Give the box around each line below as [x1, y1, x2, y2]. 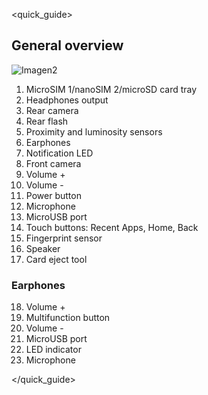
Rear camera [25, 104, 79, 116]
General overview [11, 37, 124, 54]
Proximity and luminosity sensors [25, 125, 163, 138]
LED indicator [25, 344, 82, 356]
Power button [25, 189, 82, 201]
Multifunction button [25, 312, 111, 324]
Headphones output [25, 94, 109, 106]
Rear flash [25, 115, 69, 127]
